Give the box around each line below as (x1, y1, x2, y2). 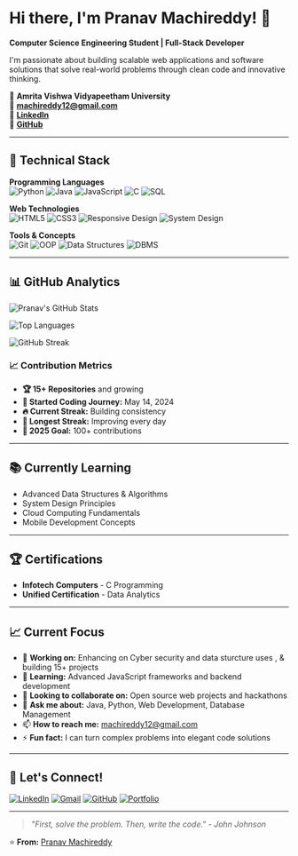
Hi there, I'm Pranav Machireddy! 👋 (9, 8, 271, 28)
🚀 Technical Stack (9, 153, 111, 168)
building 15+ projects (21, 662, 99, 673)
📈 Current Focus (9, 624, 105, 639)
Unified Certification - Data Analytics (21, 590, 161, 600)
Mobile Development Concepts (21, 517, 136, 527)
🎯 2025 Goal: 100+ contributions (21, 425, 142, 436)
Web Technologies (9, 203, 80, 214)
